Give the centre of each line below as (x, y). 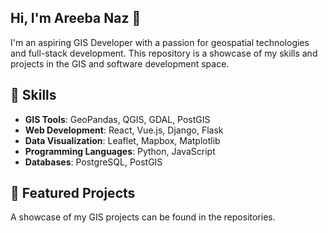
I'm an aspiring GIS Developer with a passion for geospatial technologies (160, 42)
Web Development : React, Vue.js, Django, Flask (124, 130)
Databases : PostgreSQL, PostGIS (93, 162)
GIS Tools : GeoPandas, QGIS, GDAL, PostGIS (117, 119)
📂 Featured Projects (73, 193)
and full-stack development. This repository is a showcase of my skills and (164, 53)
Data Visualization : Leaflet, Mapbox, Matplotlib (122, 140)
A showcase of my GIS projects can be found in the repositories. (143, 217)
